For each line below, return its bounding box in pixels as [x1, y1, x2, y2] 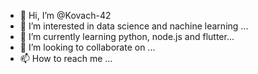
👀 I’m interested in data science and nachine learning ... [19, 20, 249, 32]
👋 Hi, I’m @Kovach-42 [19, 10, 112, 21]
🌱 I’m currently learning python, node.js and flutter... [19, 31, 235, 42]
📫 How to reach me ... [19, 53, 113, 64]
